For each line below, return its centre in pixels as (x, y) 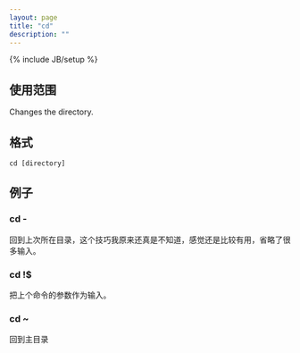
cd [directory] (37, 164)
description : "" (39, 34)
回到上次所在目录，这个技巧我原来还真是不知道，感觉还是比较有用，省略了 (146, 240)
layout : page (33, 17)
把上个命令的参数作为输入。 (60, 295)
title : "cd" (31, 26)
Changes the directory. (51, 112)
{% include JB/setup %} (54, 60)
